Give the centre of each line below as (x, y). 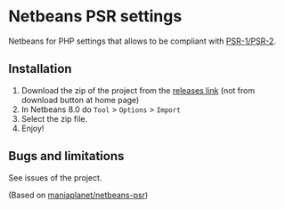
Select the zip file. (54, 118)
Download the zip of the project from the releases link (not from (138, 90)
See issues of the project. (55, 177)
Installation (40, 69)
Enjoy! (33, 128)
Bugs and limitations (66, 156)
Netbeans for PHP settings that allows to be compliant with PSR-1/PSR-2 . (142, 41)
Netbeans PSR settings (95, 16)
